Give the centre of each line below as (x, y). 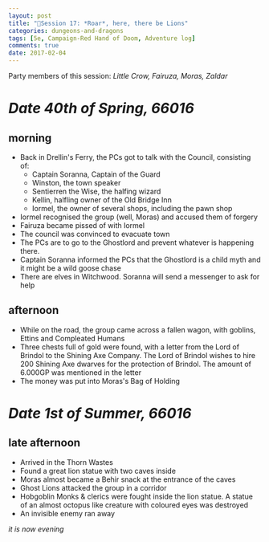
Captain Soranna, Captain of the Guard (96, 174)
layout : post (30, 16)
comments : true (34, 46)
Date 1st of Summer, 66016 (100, 414)
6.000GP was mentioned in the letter (81, 372)
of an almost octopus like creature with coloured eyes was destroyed (134, 505)
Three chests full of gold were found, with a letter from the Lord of (129, 347)
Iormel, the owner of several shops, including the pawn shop (132, 208)
